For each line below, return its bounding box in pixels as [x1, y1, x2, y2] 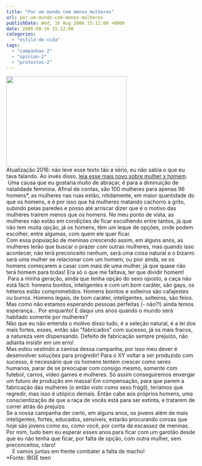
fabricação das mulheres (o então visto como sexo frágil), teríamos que [6, 384, 183, 391]
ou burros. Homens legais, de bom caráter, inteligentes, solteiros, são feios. [6, 294, 194, 301]
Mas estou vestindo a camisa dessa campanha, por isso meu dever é [6, 345, 177, 352]
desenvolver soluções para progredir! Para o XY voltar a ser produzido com [6, 352, 194, 359]
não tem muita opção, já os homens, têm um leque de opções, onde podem [6, 223, 194, 231]
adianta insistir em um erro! [6, 338, 74, 346]
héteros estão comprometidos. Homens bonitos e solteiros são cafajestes [6, 287, 189, 295]
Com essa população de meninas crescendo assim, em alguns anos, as [6, 236, 183, 244]
